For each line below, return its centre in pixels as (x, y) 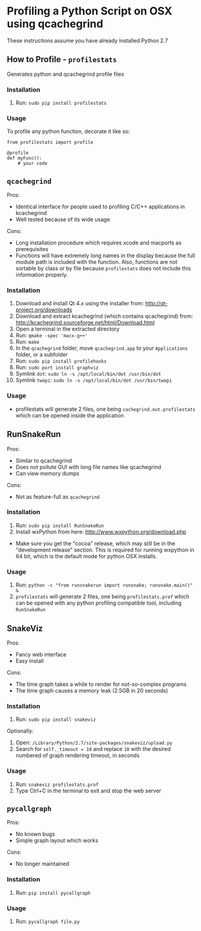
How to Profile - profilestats (62, 59)
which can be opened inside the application (70, 415)
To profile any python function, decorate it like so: (69, 131)
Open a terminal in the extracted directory (67, 329)
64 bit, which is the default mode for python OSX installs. (86, 556)
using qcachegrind (55, 24)
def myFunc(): (25, 158)
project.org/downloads (44, 310)
